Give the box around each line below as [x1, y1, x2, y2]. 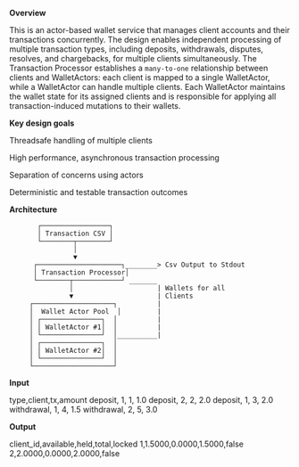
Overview [9, 8, 46, 18]
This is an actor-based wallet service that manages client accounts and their [9, 25, 290, 35]
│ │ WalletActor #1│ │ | [29, 323, 162, 332]
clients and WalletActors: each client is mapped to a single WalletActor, [9, 72, 270, 83]
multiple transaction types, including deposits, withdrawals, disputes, [9, 44, 263, 54]
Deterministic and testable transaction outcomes [9, 187, 188, 197]
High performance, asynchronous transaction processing [9, 152, 220, 163]
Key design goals [9, 118, 75, 128]
